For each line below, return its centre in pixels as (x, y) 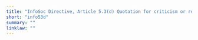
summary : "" (21, 22)
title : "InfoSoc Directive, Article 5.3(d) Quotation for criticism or (96, 11)
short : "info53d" (27, 17)
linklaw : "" (21, 28)
